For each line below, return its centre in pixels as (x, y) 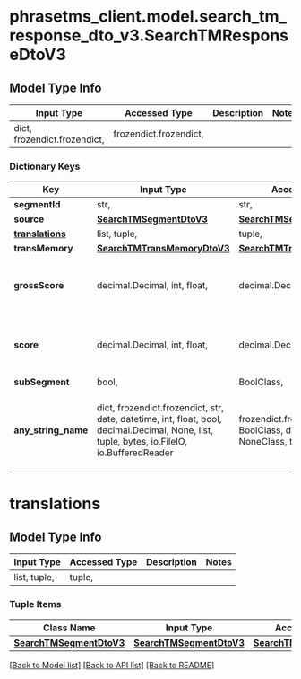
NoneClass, (263, 442)
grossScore (39, 286)
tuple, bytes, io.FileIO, (142, 442)
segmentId (37, 205)
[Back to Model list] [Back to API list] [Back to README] (112, 665)
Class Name (69, 628)
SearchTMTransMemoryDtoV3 (163, 249)
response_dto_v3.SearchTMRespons (149, 35)
